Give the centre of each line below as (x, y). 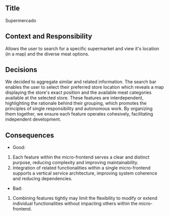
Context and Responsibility (49, 37)
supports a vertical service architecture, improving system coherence (85, 173)
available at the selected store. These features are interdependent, (74, 98)
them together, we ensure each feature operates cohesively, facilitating (79, 114)
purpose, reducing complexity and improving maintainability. (75, 163)
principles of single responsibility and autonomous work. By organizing (79, 109)
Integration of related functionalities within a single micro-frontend (81, 168)
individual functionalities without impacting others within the (75, 203)
